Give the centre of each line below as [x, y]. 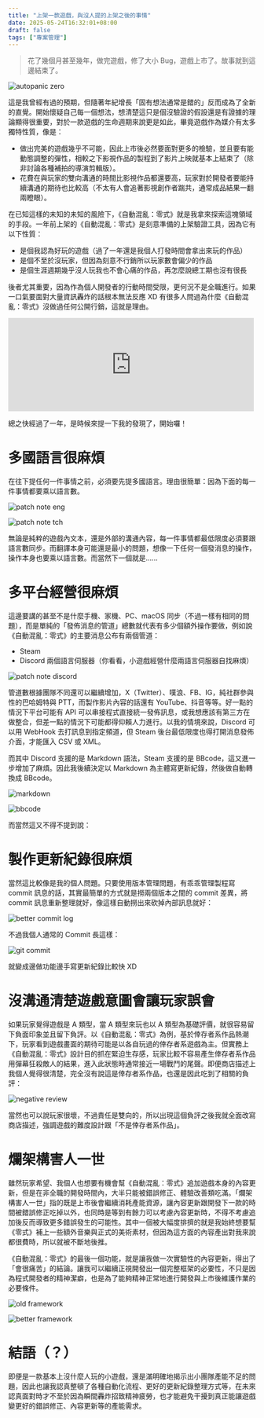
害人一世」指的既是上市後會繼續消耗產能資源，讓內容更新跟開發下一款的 [132, 1202]
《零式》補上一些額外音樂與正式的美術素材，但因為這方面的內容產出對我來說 [132, 1232]
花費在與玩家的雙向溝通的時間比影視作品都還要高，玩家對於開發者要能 [133, 178]
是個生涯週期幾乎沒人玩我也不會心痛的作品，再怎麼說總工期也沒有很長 [133, 270]
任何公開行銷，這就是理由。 [108, 306]
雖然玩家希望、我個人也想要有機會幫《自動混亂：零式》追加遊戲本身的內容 [128, 1182]
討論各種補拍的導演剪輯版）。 [73, 168]
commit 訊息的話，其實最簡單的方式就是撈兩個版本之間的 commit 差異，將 [128, 893]
